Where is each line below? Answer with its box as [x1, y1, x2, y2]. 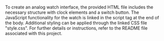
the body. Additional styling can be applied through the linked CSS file [5, 20, 147, 26]
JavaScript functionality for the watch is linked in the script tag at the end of [5, 15, 159, 20]
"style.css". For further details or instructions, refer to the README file [5, 25, 148, 31]
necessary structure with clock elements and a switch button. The [5, 9, 139, 15]
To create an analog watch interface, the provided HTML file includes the [5, 4, 154, 10]
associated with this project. [5, 31, 63, 36]
